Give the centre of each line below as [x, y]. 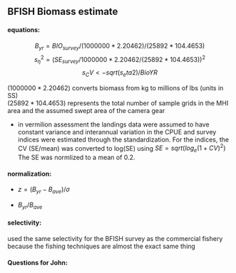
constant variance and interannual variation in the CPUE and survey [117, 132]
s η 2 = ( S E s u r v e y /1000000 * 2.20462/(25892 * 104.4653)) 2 [120, 60]
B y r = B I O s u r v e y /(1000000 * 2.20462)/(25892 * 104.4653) [120, 47]
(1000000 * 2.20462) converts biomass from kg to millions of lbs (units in [116, 87]
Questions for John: [37, 262]
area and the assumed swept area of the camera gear [86, 110]
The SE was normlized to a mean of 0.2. [76, 157]
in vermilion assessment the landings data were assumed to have [113, 124]
